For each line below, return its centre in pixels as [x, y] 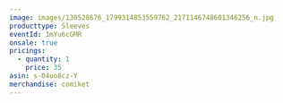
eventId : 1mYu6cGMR [46, 34]
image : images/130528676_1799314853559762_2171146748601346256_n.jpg [142, 17]
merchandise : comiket [50, 84]
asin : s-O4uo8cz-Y [43, 76]
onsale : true [34, 43]
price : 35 [44, 68]
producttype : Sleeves [50, 26]
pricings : [28, 51]
